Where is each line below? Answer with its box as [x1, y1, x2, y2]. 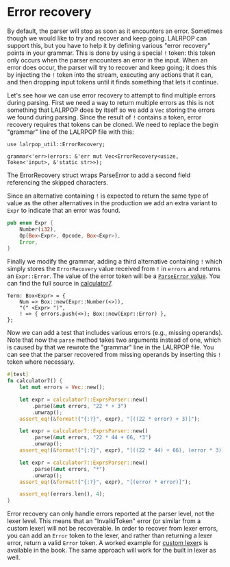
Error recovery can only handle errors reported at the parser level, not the [7, 509, 215, 518]
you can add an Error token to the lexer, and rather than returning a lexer [7, 531, 213, 540]
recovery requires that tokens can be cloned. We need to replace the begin [7, 120, 219, 128]
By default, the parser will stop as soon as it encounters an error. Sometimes [7, 27, 223, 35]
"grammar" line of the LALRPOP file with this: [7, 128, 135, 136]
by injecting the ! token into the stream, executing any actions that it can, [7, 70, 214, 79]
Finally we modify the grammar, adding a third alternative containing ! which [7, 257, 222, 266]
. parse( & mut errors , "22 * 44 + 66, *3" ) [31, 434, 152, 441]
